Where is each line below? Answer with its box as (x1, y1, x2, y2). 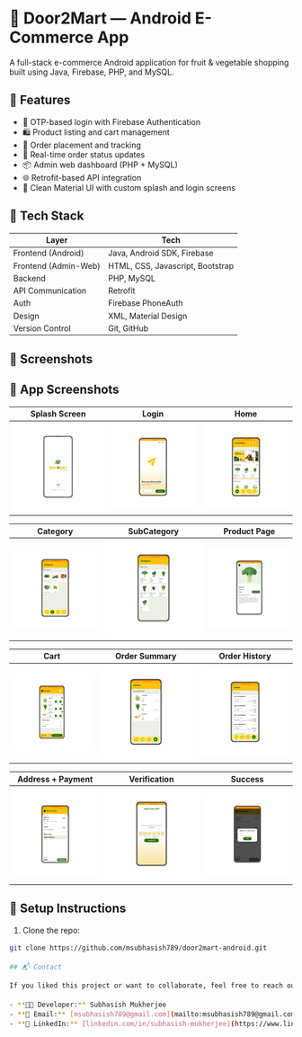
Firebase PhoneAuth (107, 298, 183, 308)
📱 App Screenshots (9, 382, 120, 398)
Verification (129, 773, 174, 784)
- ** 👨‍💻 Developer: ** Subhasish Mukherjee (9, 1000, 167, 1009)
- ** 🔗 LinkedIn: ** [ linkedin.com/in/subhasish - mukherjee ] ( (9, 1019, 235, 1028)
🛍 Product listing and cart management (22, 126, 171, 138)
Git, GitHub (107, 323, 149, 334)
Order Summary (115, 651, 177, 662)
